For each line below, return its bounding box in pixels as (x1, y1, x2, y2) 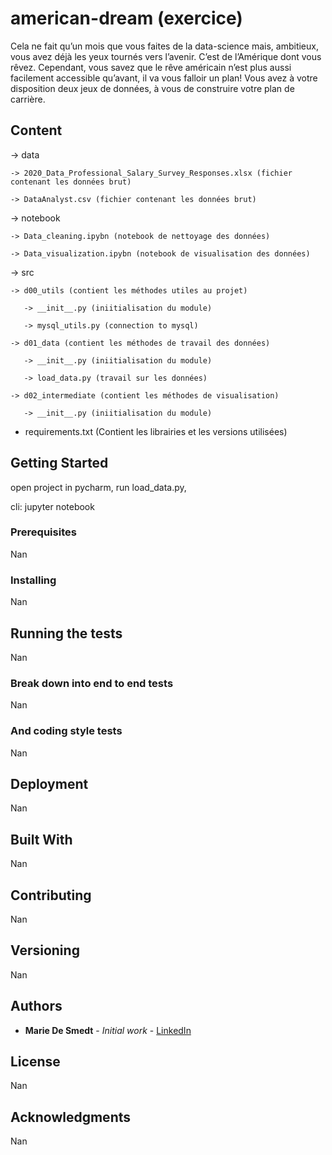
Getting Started (10, 455, 109, 472)
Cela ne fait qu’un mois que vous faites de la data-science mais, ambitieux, (10, 40, 319, 52)
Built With (10, 831, 73, 848)
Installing (10, 573, 57, 587)
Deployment (10, 775, 89, 792)
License (10, 1053, 61, 1071)
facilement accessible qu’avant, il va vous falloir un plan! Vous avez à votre (10, 72, 318, 84)
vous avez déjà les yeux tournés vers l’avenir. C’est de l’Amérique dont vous (10, 50, 322, 62)
